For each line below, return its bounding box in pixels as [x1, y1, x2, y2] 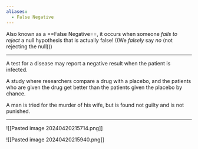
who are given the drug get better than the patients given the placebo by [6, 84, 183, 91]
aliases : [6, 8, 28, 15]
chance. [6, 90, 26, 97]
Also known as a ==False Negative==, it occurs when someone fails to [6, 30, 178, 37]
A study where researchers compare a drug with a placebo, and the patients [6, 77, 192, 84]
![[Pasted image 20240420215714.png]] [6, 124, 103, 131]
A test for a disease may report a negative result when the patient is [6, 59, 171, 67]
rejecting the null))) [6, 42, 53, 50]
